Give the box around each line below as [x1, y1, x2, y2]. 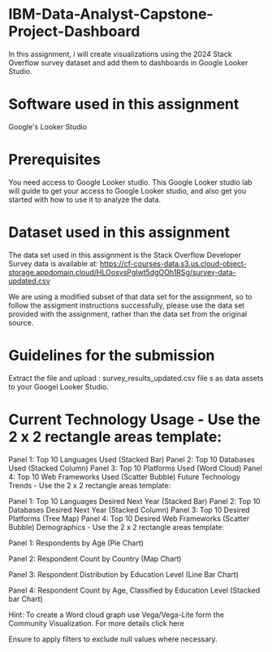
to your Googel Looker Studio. [8, 382, 110, 392]
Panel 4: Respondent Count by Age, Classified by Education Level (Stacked [8, 585, 261, 595]
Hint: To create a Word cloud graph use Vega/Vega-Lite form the [8, 610, 225, 619]
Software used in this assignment [8, 95, 240, 114]
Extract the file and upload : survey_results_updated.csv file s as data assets [8, 373, 264, 383]
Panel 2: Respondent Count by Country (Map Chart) [8, 554, 182, 563]
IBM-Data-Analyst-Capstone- [8, 5, 214, 24]
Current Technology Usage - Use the [8, 410, 261, 428]
